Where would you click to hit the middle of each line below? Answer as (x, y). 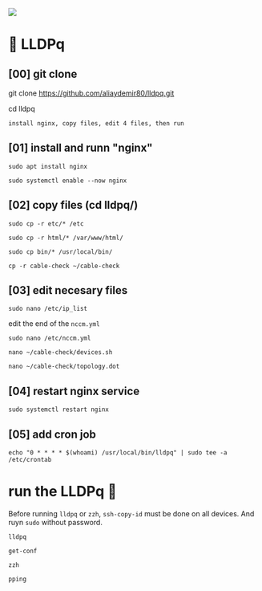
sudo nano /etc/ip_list (48, 309)
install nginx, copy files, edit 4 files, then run (96, 124)
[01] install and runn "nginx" (81, 148)
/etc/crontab (30, 460)
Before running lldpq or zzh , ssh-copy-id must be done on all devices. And (131, 514)
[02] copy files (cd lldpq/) (73, 205)
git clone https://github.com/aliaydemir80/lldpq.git (91, 93)
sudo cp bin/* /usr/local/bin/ (60, 252)
